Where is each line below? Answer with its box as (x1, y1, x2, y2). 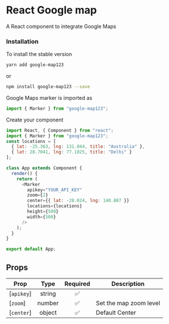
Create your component (6, 116, 64, 123)
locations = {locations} (27, 203, 82, 209)
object (39, 309, 57, 317)
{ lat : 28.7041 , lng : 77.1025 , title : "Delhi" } (11, 149, 132, 155)
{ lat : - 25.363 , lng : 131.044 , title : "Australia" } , (11, 144, 145, 149)
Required (64, 280, 91, 288)
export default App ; (6, 246, 57, 252)
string (40, 290, 57, 298)
